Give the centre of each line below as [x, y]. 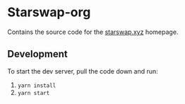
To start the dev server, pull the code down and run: [83, 71]
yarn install [37, 86]
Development [38, 54]
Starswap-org [49, 12]
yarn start [34, 93]
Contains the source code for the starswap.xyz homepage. [93, 32]
